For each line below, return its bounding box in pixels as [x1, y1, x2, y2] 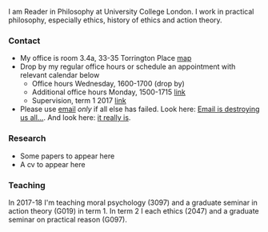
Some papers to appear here [19, 151, 115, 161]
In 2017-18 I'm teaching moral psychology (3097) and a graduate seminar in [8, 198, 258, 207]
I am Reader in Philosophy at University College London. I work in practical [8, 7, 254, 16]
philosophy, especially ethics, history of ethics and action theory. [8, 15, 222, 25]
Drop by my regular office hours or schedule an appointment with [19, 62, 236, 71]
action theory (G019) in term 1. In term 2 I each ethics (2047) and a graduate [8, 206, 260, 215]
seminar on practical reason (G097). [8, 214, 128, 224]
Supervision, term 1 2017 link [31, 96, 126, 106]
